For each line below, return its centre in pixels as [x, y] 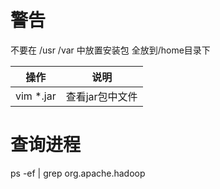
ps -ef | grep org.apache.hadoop [78, 173]
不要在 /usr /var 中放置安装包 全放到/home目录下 [110, 50]
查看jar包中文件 [101, 96]
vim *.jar [36, 96]
